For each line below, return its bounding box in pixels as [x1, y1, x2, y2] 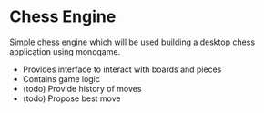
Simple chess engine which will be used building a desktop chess [9, 36, 256, 47]
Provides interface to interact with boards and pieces [22, 64, 222, 75]
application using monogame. [9, 46, 121, 56]
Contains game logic [22, 73, 100, 84]
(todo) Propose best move [22, 93, 121, 104]
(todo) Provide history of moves [22, 83, 142, 94]
